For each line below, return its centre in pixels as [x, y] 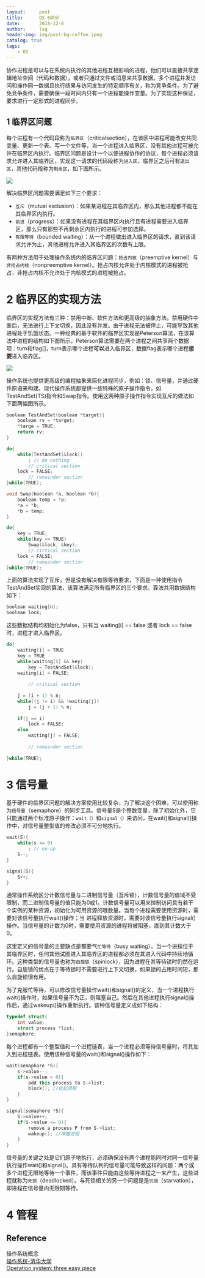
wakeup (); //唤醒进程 [54, 1133]
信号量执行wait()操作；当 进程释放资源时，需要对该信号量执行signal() [109, 918]
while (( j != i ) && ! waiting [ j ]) [58, 701]
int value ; [31, 1023]
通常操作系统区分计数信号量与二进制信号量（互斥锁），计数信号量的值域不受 [101, 895]
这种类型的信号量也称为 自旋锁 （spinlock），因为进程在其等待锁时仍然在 [105, 961]
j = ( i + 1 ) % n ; [39, 696]
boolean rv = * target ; [46, 421]
